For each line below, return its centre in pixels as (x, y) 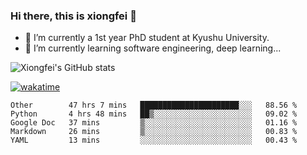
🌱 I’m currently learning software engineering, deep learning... (153, 48)
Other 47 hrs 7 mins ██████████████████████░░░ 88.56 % (154, 105)
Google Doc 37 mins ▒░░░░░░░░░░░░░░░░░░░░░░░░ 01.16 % (154, 123)
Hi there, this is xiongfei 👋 (73, 16)
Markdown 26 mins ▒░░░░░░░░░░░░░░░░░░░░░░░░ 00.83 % (154, 132)
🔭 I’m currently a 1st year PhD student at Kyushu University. (147, 38)
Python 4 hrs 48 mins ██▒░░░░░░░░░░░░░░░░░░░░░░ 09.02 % (154, 114)
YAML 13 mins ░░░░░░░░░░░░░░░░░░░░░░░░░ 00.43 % (154, 140)
